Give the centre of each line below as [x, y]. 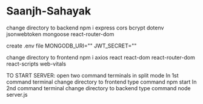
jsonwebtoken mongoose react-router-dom [60, 34]
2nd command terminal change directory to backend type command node [98, 88]
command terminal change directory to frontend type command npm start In [101, 82]
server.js [17, 94]
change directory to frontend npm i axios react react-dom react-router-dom [101, 57]
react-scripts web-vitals [36, 64]
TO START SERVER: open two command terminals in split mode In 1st [92, 75]
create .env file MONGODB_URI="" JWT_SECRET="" [72, 46]
